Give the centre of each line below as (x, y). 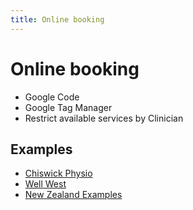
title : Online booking (57, 19)
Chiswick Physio (58, 173)
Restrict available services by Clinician (104, 118)
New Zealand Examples (73, 195)
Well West (45, 184)
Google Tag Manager (68, 107)
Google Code (52, 97)
